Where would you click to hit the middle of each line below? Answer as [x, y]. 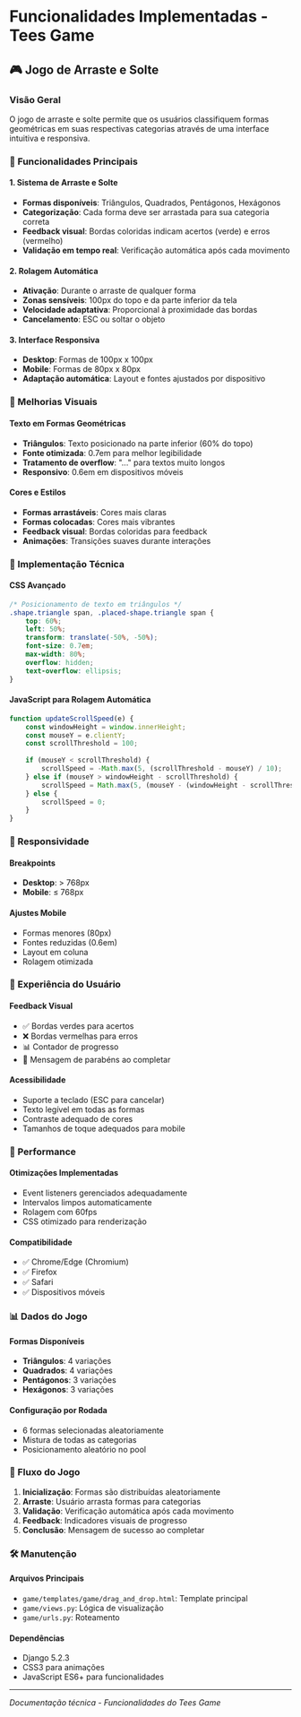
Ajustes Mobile [38, 912]
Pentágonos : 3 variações [69, 1380]
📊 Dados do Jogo [48, 1316]
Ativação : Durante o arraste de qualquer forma [109, 291]
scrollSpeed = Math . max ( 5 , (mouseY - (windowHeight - [144, 785]
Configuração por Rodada [58, 1410]
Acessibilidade [38, 1080]
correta [36, 222]
